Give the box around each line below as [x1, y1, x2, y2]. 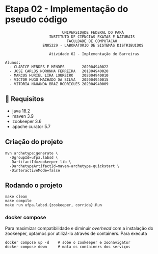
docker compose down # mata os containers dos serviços [5, 244, 131, 249]
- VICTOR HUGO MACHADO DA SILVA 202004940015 [9, 77, 109, 82]
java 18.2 [12, 108, 30, 114]
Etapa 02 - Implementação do [5, 3, 129, 15]
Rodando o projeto [5, 181, 63, 189]
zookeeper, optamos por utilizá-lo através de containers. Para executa [5, 230, 147, 236]
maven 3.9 [12, 113, 34, 119]
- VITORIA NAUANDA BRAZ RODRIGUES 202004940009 [9, 81, 109, 86]
